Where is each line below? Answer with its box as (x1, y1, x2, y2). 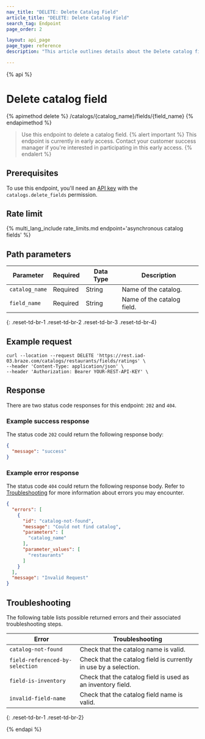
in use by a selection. (79, 663, 140, 672)
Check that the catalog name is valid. (79, 645, 186, 654)
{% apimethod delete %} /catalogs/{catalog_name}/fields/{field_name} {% (6, 112, 194, 119)
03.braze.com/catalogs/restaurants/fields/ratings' (6, 358, 140, 365)
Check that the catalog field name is (79, 691, 183, 699)
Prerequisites (6, 168, 59, 178)
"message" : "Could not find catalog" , (22, 523, 121, 530)
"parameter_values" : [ (22, 547, 81, 553)
